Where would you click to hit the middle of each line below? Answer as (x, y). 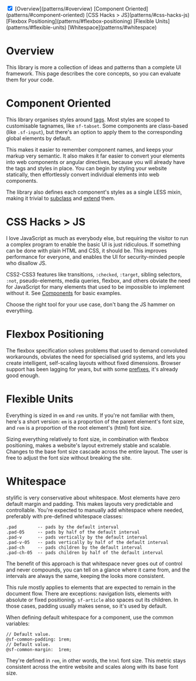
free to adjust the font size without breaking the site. (69, 457)
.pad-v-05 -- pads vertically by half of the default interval (87, 542)
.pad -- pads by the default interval (62, 527)
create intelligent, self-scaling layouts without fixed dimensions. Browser (94, 363)
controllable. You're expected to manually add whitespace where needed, (95, 510)
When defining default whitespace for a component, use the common (90, 617)
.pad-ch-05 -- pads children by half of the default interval (85, 552)
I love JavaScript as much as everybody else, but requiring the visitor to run (97, 238)
